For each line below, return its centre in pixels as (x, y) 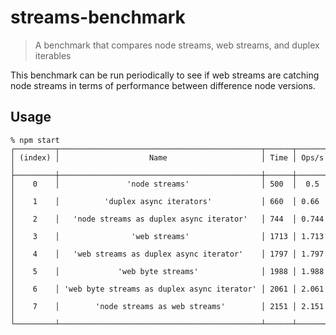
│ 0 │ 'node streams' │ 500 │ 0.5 (165, 184)
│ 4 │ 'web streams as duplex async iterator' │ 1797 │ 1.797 (167, 254)
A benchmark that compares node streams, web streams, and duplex (177, 45)
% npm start (35, 140)
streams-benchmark (98, 17)
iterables (53, 55)
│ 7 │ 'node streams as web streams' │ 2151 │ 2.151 (167, 306)
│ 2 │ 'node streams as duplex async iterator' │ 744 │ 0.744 (167, 219)
